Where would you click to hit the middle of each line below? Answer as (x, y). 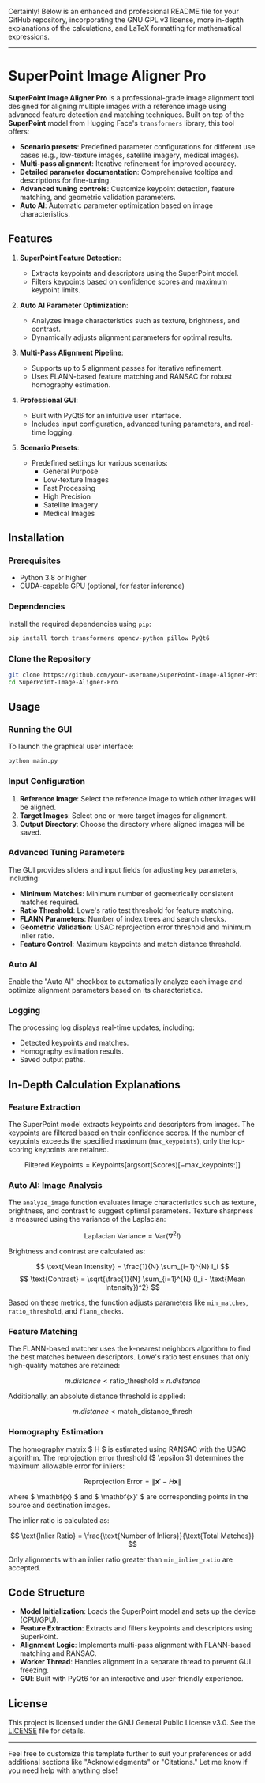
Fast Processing (69, 488)
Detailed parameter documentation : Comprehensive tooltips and (126, 172)
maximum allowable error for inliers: (67, 1466)
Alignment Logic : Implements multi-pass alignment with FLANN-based (135, 1645)
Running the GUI (40, 729)
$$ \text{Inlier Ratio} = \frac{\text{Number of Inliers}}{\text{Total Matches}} (132, 1536)
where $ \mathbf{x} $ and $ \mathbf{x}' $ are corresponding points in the (128, 1496)
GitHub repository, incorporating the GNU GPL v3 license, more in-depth (126, 20)
